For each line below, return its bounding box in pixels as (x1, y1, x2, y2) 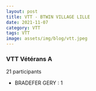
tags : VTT (6, 30, 30, 36)
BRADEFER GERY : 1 (14, 79, 63, 86)
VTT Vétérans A (6, 55, 53, 63)
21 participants (6, 68, 42, 75)
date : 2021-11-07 (6, 19, 49, 25)
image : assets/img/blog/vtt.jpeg (6, 36, 88, 41)
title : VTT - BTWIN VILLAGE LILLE (6, 14, 91, 20)
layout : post (6, 8, 38, 15)
